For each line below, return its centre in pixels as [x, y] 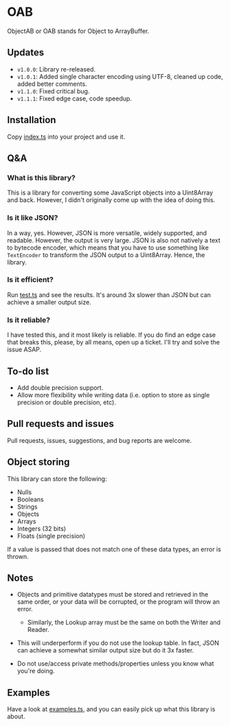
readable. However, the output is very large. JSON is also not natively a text [114, 240]
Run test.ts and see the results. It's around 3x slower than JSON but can [109, 295]
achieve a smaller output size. [49, 302]
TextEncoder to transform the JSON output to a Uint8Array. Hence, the [106, 254]
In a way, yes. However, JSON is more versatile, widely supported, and [107, 233]
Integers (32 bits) [42, 528]
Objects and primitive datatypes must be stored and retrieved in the [113, 595]
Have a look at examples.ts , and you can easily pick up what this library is [111, 709]
